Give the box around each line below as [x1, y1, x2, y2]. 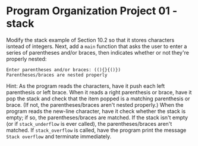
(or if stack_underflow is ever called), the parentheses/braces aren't [6, 120, 172, 127]
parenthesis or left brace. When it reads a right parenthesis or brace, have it [6, 88, 192, 96]
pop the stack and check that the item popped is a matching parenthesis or [6, 95, 190, 102]
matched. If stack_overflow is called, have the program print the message [6, 126, 187, 134]
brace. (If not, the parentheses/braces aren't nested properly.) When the [6, 101, 184, 108]
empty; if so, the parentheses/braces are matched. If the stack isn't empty [6, 114, 188, 121]
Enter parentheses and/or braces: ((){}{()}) [6, 66, 121, 72]
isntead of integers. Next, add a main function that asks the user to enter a [6, 43, 187, 50]
